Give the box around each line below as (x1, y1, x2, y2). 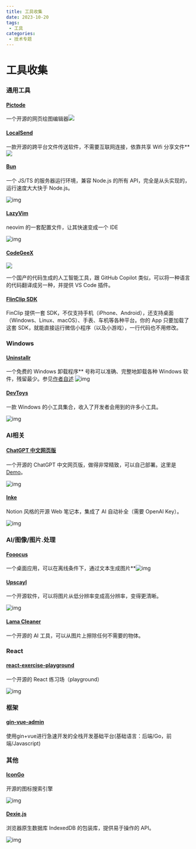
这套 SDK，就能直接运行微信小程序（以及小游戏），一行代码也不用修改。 (6, 324, 182, 331)
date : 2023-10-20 (6, 14, 49, 20)
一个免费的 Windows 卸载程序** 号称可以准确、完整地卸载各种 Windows (6, 368, 182, 375)
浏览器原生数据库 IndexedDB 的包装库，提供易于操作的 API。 (6, 825, 155, 832)
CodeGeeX (6, 249, 34, 256)
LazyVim (6, 210, 28, 217)
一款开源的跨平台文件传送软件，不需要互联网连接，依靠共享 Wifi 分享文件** (6, 143, 190, 150)
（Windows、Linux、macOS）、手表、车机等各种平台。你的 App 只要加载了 (6, 317, 189, 324)
